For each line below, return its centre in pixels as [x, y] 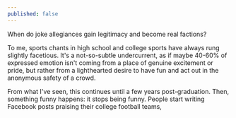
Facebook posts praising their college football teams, [85, 106]
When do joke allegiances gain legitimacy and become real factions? [107, 34]
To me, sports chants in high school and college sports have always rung [114, 47]
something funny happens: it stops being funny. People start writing [106, 99]
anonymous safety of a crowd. [52, 78]
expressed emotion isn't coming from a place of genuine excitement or [110, 63]
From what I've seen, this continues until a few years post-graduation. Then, [118, 91]
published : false [33, 14]
